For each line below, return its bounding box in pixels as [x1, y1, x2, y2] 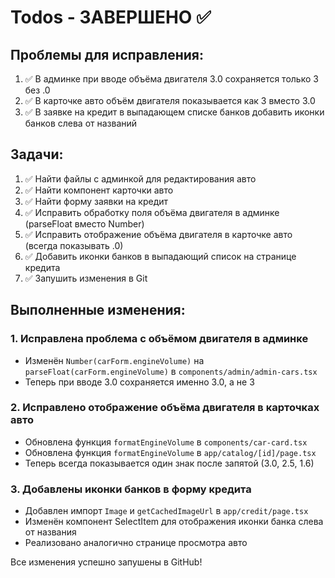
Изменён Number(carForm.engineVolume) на [24, 354, 205, 366]
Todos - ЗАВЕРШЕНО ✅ [10, 6, 212, 29]
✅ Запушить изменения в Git [24, 272, 148, 284]
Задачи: [10, 146, 64, 163]
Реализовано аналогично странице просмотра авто [24, 537, 248, 549]
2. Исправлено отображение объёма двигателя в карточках [10, 401, 320, 415]
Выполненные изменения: [10, 302, 186, 319]
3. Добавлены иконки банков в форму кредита [10, 482, 252, 496]
